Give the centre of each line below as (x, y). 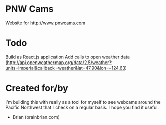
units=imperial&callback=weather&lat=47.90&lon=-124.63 (65, 68)
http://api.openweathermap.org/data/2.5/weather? (59, 62)
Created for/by (37, 88)
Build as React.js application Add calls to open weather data (68, 57)
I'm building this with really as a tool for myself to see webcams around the (83, 102)
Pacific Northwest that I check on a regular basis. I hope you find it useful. (82, 107)
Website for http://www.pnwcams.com (45, 23)
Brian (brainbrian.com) (36, 117)
